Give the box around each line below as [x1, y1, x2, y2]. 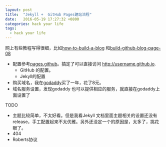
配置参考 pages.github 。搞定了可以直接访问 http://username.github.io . [12, 61, 156, 66]
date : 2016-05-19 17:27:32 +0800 [5, 16, 79, 21]
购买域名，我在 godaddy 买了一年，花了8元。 [12, 79, 104, 85]
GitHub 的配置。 [19, 67, 53, 73]
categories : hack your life [5, 21, 64, 26]
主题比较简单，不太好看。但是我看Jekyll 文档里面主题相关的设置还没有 [12, 112, 157, 118]
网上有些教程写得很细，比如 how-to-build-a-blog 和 [5, 45, 110, 50]
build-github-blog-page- [109, 45, 161, 50]
